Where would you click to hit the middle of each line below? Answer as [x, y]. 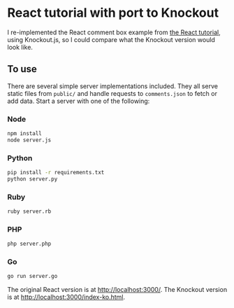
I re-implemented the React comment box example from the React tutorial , [114, 32]
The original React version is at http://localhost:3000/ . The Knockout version [117, 290]
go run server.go [32, 276]
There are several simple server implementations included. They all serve [113, 86]
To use [22, 69]
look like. [20, 47]
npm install [24, 134]
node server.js [29, 140]
